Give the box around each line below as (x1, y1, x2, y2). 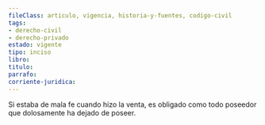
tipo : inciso (8, 48, 52, 56)
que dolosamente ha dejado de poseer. (8, 108, 136, 117)
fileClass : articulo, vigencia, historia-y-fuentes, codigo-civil (8, 11, 232, 20)
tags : (8, 19, 26, 27)
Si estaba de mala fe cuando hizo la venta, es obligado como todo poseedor (8, 100, 257, 109)
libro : (8, 56, 30, 64)
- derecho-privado (8, 33, 69, 42)
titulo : (8, 63, 34, 71)
